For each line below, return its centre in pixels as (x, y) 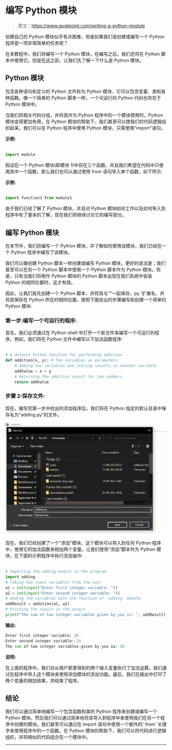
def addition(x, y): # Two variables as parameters (61, 360)
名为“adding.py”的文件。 (36, 414)
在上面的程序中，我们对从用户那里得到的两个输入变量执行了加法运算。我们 (84, 667)
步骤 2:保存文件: (25, 396)
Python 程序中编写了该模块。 (42, 252)
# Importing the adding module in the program (56, 572)
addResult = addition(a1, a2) (38, 604)
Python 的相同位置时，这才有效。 (40, 282)
